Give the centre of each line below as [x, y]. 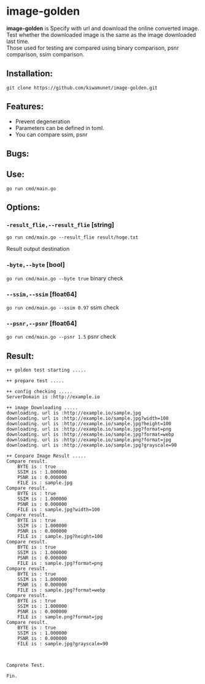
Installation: [30, 74]
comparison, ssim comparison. [45, 54]
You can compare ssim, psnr [51, 134]
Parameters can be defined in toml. [60, 128]
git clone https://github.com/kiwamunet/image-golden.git [82, 88]
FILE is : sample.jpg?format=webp [61, 590]
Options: [23, 208]
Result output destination [38, 249]
